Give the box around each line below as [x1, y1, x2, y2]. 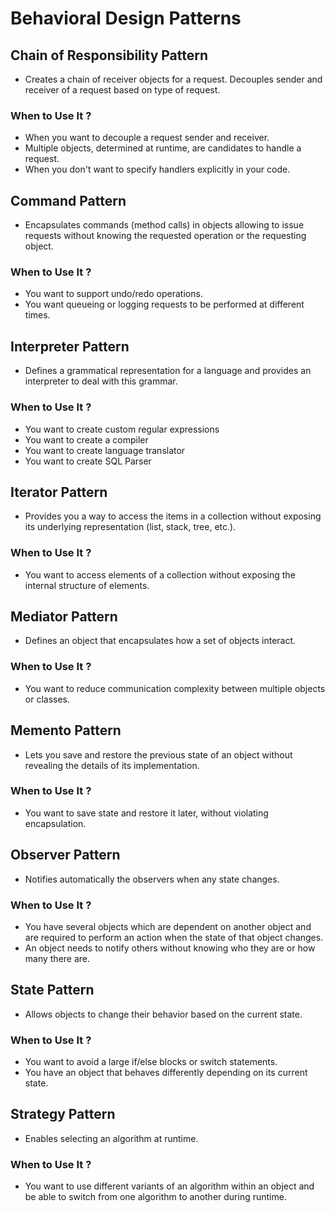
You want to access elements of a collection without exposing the [24, 568, 296, 581]
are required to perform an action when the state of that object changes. [24, 931, 324, 943]
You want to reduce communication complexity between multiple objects [24, 682, 326, 694]
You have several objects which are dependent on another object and [24, 920, 312, 932]
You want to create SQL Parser [24, 455, 152, 467]
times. [24, 309, 51, 321]
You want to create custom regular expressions [24, 423, 220, 435]
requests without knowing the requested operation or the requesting [24, 230, 307, 242]
